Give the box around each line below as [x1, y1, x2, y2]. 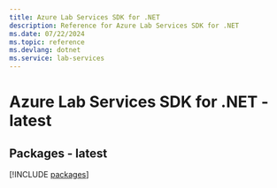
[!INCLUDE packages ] [9, 169, 89, 179]
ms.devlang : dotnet [9, 46, 81, 55]
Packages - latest [9, 146, 108, 161]
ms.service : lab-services [9, 54, 104, 63]
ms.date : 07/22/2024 [9, 29, 86, 38]
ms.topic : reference [9, 37, 86, 47]
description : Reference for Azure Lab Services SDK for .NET [9, 21, 240, 30]
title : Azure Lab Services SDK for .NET [9, 12, 161, 22]
